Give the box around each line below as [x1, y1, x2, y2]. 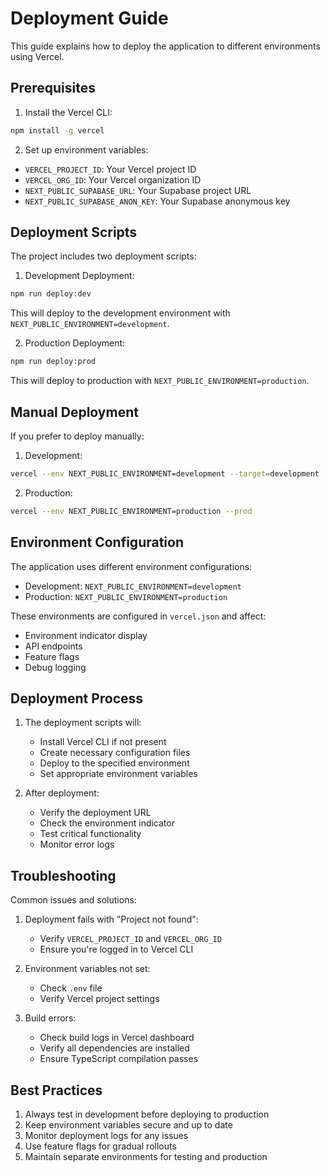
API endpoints [24, 640, 83, 652]
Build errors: [24, 1012, 77, 1024]
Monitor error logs [39, 838, 115, 851]
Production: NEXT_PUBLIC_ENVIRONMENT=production [24, 590, 228, 602]
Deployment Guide [10, 7, 169, 30]
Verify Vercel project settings [39, 993, 160, 1005]
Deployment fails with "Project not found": [24, 913, 199, 926]
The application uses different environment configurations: [10, 560, 253, 572]
